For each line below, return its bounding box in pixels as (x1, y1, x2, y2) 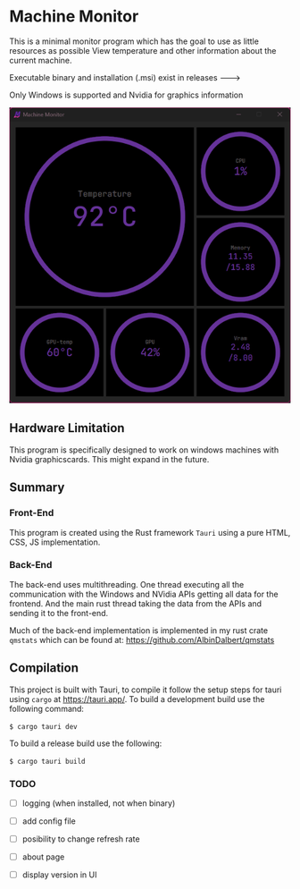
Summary (9, 480, 65, 495)
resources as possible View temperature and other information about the (9, 45, 277, 55)
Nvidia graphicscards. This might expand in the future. (9, 453, 210, 464)
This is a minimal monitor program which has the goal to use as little (9, 36, 259, 47)
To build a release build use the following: (9, 738, 162, 749)
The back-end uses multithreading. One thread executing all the (9, 579, 245, 589)
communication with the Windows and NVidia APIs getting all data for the (9, 588, 279, 599)
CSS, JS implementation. (9, 537, 101, 547)
